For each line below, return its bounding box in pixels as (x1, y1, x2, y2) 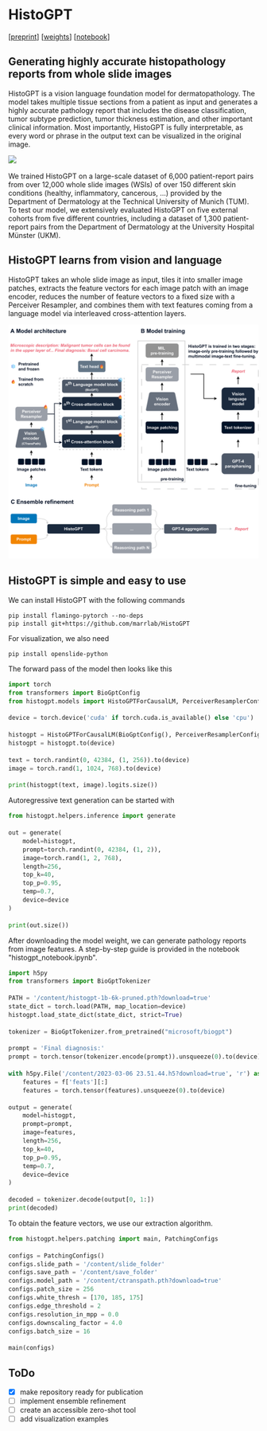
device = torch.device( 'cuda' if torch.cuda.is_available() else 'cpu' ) (8, 714, 254, 722)
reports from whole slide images (8, 68, 172, 81)
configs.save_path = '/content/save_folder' (8, 1269, 158, 1277)
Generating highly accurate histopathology (8, 55, 226, 68)
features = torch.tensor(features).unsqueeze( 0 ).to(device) (22, 1086, 226, 1094)
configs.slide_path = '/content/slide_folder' (8, 1260, 165, 1268)
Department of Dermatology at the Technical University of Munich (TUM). (8, 197, 250, 206)
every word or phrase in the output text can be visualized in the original (8, 131, 242, 140)
